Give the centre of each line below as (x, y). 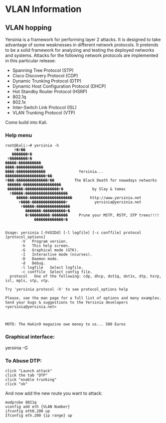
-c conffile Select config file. (57, 272)
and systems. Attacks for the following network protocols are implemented (82, 55)
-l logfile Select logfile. (52, 268)
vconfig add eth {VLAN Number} (38, 407)
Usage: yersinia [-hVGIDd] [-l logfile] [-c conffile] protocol (73, 233)
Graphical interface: (30, 337)
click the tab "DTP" (27, 375)
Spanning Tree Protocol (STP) (43, 70)
